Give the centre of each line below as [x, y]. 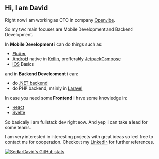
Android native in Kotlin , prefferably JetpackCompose [66, 59]
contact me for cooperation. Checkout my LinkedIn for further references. [80, 142]
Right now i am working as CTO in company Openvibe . [60, 20]
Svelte [19, 112]
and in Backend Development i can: [42, 74]
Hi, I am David [26, 8]
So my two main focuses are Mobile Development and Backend [69, 29]
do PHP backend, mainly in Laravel [47, 88]
